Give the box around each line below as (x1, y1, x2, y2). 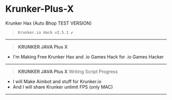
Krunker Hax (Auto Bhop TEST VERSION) (5, 20, 92, 26)
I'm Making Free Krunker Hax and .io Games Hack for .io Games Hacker (12, 53, 164, 59)
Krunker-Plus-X (5, 3, 74, 15)
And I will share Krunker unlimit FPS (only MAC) (12, 84, 113, 90)
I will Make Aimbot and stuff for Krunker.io (12, 78, 101, 85)
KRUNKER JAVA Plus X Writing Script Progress (17, 68, 118, 74)
